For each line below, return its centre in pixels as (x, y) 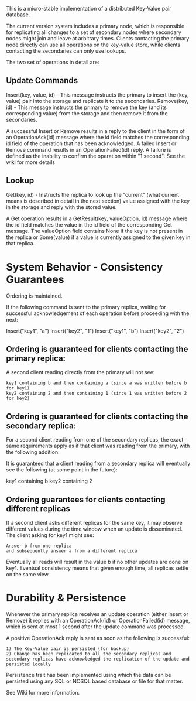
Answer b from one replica (39, 546)
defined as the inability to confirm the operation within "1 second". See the (96, 156)
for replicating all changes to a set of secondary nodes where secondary (94, 32)
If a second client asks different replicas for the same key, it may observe (94, 523)
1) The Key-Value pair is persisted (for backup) (68, 649)
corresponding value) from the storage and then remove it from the (87, 113)
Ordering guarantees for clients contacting (86, 499)
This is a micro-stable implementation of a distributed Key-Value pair (89, 8)
